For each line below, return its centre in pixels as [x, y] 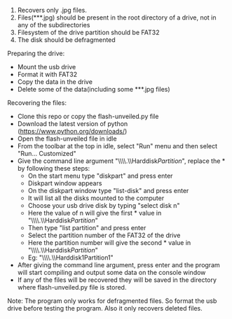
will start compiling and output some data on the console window [111, 272]
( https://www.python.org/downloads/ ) [72, 131]
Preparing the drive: [36, 53]
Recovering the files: [37, 103]
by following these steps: [54, 168]
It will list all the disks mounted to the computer [96, 198]
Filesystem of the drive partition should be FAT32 [88, 32]
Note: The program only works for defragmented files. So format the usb [112, 301]
